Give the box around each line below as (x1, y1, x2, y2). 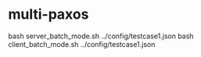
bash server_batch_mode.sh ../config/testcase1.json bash (8, 31, 194, 41)
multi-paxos (8, 5, 89, 23)
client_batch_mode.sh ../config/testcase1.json (8, 39, 156, 48)
